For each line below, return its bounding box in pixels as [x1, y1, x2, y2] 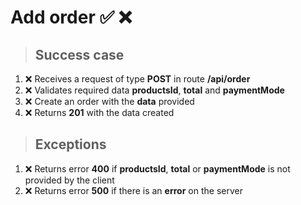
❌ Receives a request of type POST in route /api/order [24, 73, 251, 85]
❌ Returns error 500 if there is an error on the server [24, 184, 243, 196]
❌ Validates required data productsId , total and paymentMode [24, 84, 285, 96]
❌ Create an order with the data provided [24, 96, 195, 107]
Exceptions [34, 136, 107, 153]
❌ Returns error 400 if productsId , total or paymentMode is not [24, 162, 291, 175]
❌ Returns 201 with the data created [24, 107, 175, 118]
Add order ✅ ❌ [10, 6, 133, 29]
